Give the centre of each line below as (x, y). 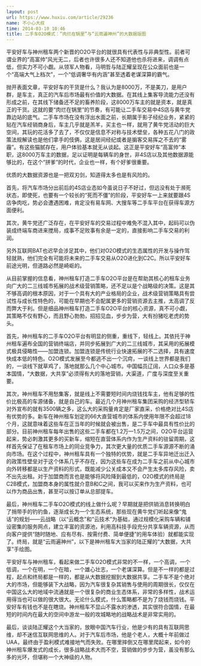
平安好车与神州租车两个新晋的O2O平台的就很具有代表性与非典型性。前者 (96, 52)
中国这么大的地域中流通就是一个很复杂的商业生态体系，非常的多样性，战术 (98, 592)
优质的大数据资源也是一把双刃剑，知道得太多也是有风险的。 (80, 175)
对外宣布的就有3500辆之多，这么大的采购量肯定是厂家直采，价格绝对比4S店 (100, 409)
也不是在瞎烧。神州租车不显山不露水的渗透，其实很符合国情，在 (111, 607)
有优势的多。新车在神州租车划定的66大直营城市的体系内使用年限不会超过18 (99, 416)
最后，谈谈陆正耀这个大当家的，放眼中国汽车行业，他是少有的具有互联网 (95, 627)
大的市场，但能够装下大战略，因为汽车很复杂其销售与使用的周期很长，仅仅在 (100, 584)
